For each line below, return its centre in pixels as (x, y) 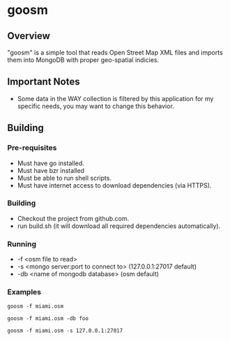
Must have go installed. (51, 163)
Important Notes (44, 82)
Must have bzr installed (51, 170)
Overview (29, 36)
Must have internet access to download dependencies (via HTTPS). (114, 185)
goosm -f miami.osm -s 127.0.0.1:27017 (65, 331)
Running (22, 244)
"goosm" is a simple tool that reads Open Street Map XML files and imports (115, 52)
